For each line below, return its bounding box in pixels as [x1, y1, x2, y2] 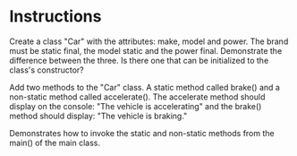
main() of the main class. [9, 137, 101, 148]
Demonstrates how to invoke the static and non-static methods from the [9, 127, 275, 138]
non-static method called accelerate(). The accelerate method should [9, 91, 266, 102]
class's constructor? [9, 65, 84, 75]
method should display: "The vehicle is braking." [9, 110, 188, 121]
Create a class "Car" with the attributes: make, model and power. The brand [9, 36, 289, 47]
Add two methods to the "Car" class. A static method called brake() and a [9, 82, 280, 92]
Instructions [9, 6, 102, 27]
